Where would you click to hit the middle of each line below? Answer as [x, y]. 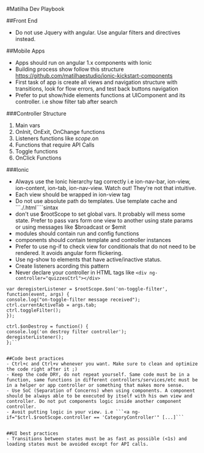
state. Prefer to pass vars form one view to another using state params [104, 220]
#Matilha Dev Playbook [35, 9]
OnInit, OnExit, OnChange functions [60, 132]
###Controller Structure [36, 113]
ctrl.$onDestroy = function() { [47, 326]
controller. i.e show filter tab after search [66, 101]
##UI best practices [33, 433]
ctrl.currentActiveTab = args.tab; [52, 305]
